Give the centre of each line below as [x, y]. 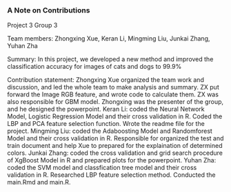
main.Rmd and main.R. [39, 182]
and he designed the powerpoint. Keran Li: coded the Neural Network [106, 109]
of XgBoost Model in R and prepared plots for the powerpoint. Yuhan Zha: [112, 160]
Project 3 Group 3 [32, 25]
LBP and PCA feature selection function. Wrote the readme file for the [106, 124]
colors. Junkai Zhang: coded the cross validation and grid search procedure [115, 153]
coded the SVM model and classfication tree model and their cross [102, 168]
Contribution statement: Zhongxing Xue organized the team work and [106, 80]
